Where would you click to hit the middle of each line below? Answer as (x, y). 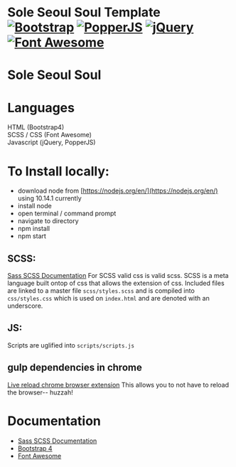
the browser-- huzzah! (40, 392)
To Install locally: (59, 171)
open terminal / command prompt (67, 213)
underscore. (25, 306)
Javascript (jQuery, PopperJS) (52, 142)
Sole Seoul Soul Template (84, 12)
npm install (34, 229)
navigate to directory (48, 221)
